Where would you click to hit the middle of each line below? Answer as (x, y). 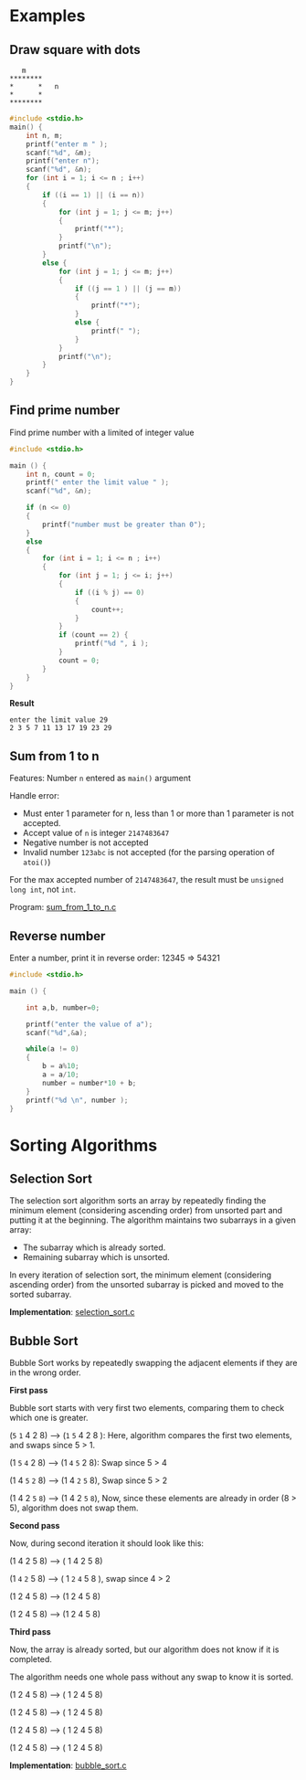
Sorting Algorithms (84, 1145)
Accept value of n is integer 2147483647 (96, 833)
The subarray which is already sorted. (94, 1247)
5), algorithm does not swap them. (74, 1508)
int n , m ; (45, 135)
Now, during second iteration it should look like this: (106, 1543)
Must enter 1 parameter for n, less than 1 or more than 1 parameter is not (158, 813)
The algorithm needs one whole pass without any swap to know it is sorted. (152, 1677)
